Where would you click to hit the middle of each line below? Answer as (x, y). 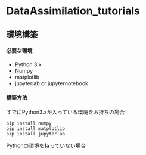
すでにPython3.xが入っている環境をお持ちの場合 (66, 112)
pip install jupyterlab (36, 134)
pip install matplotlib (36, 128)
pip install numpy (29, 123)
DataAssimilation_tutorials (73, 11)
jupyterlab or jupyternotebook (51, 83)
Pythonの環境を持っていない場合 (46, 145)
